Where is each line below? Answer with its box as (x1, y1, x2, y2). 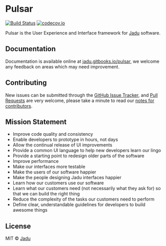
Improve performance (12, 158, 59, 164)
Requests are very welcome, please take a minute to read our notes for (5, 97, 155, 104)
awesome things (12, 207, 48, 213)
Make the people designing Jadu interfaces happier (12, 175, 122, 181)
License (5, 222, 31, 230)
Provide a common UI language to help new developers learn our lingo (12, 147, 161, 154)
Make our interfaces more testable (12, 164, 86, 170)
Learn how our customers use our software (12, 180, 104, 186)
